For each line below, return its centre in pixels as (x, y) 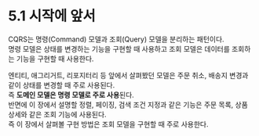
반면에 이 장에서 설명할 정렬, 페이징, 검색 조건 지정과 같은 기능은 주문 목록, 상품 (128, 104)
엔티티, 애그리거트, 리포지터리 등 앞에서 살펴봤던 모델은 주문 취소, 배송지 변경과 (128, 75)
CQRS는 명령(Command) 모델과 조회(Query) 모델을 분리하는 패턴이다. (117, 39)
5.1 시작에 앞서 (52, 16)
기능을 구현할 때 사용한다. (55, 59)
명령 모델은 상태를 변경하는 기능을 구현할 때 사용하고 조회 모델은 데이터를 (119, 48)
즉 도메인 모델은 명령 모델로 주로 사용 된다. (71, 95)
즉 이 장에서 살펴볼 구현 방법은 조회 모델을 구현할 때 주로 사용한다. (108, 124)
